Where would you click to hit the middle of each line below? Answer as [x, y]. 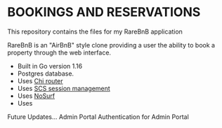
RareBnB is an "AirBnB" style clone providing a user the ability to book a [111, 45]
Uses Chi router [40, 80]
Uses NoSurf [36, 96]
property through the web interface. [59, 52]
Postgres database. [46, 73]
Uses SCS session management [64, 88]
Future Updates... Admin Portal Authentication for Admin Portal [98, 117]
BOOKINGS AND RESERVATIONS [104, 12]
